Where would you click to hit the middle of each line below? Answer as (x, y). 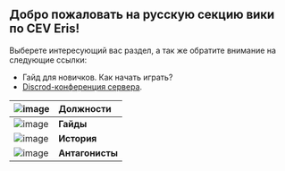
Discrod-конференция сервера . (82, 86)
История (77, 138)
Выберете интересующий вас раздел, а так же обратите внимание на (143, 50)
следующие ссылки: (48, 60)
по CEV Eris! (45, 29)
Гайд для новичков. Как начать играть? (97, 77)
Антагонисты (88, 153)
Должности (84, 108)
